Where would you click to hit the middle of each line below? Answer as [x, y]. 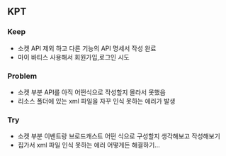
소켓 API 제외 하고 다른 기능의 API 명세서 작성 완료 [87, 48]
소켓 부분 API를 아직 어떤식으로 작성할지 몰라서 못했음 [92, 92]
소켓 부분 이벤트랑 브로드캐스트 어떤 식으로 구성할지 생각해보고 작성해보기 [119, 136]
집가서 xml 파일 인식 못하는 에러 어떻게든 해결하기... [89, 145]
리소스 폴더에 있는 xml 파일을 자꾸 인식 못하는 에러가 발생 [96, 101]
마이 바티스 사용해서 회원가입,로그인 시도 [73, 57]
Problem [22, 76]
